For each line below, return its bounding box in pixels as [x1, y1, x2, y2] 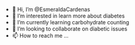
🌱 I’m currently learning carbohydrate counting [12, 19, 130, 26]
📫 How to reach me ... [12, 32, 69, 39]
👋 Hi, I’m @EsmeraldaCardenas [12, 6, 91, 13]
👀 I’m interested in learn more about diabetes [12, 12, 125, 19]
